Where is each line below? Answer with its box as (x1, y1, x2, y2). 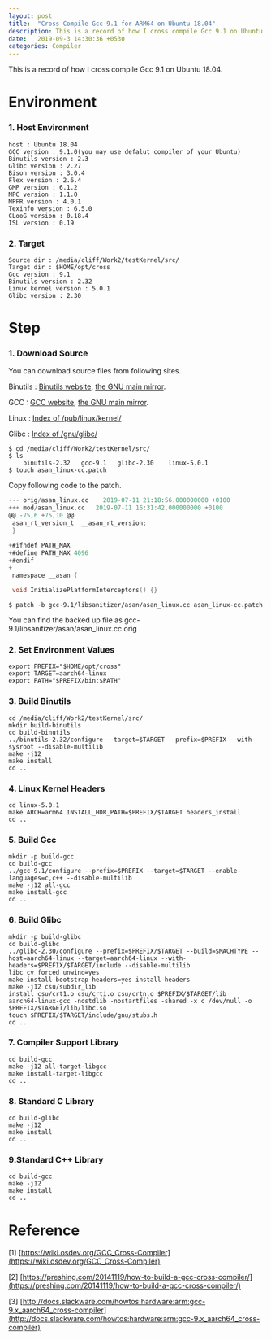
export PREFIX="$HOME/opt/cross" (8, 662, 122, 671)
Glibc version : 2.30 (8, 291, 82, 299)
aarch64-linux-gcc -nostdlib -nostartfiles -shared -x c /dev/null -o (8, 997, 252, 1005)
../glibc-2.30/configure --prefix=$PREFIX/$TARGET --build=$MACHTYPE (8, 947, 249, 955)
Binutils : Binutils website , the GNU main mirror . (8, 382, 166, 391)
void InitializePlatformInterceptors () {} (11, 587, 158, 595)
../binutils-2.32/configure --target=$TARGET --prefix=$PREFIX (8, 735, 227, 744)
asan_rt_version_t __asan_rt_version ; (11, 519, 148, 527)
